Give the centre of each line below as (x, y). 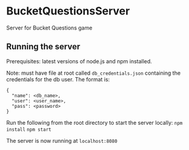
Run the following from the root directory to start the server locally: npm (94, 122)
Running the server (43, 47)
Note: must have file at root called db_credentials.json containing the (93, 73)
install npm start (29, 130)
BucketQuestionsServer (68, 11)
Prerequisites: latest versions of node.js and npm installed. (79, 61)
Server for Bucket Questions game (49, 28)
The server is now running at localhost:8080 (62, 140)
